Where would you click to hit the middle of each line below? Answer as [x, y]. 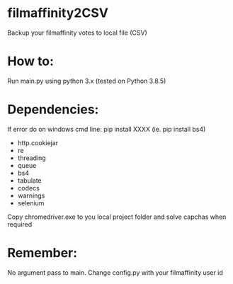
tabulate [30, 180]
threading [32, 158]
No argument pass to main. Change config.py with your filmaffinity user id [115, 272]
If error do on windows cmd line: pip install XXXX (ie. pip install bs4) [107, 129]
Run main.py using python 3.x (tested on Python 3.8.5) [87, 81]
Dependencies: [53, 109]
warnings [31, 195]
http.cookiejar [38, 142]
